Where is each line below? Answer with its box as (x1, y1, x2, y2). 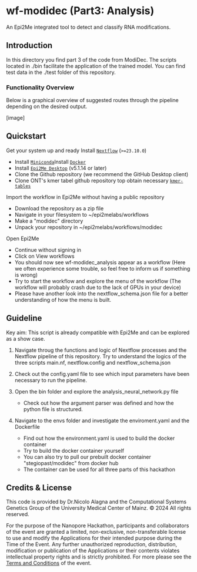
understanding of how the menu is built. (14, 296, 112, 303)
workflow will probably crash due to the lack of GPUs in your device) (14, 284, 181, 291)
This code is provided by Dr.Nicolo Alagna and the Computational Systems (6, 498, 187, 506)
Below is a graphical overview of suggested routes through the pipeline (6, 97, 179, 104)
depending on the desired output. (6, 103, 88, 110)
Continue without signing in (14, 246, 81, 253)
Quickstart (6, 131, 46, 142)
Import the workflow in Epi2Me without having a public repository (6, 193, 165, 200)
